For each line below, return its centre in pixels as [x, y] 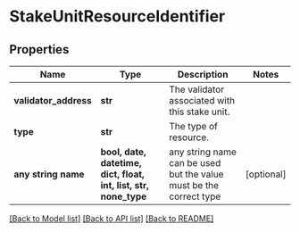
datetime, [121, 163]
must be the [194, 185]
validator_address [53, 100]
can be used [195, 163]
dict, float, [122, 174]
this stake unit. [200, 112]
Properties [39, 50]
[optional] [266, 174]
